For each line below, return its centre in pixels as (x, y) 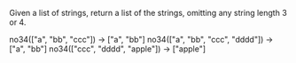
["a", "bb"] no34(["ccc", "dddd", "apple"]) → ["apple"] (108, 49)
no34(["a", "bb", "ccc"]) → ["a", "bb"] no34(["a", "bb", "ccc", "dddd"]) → (141, 39)
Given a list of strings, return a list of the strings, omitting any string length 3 (148, 13)
